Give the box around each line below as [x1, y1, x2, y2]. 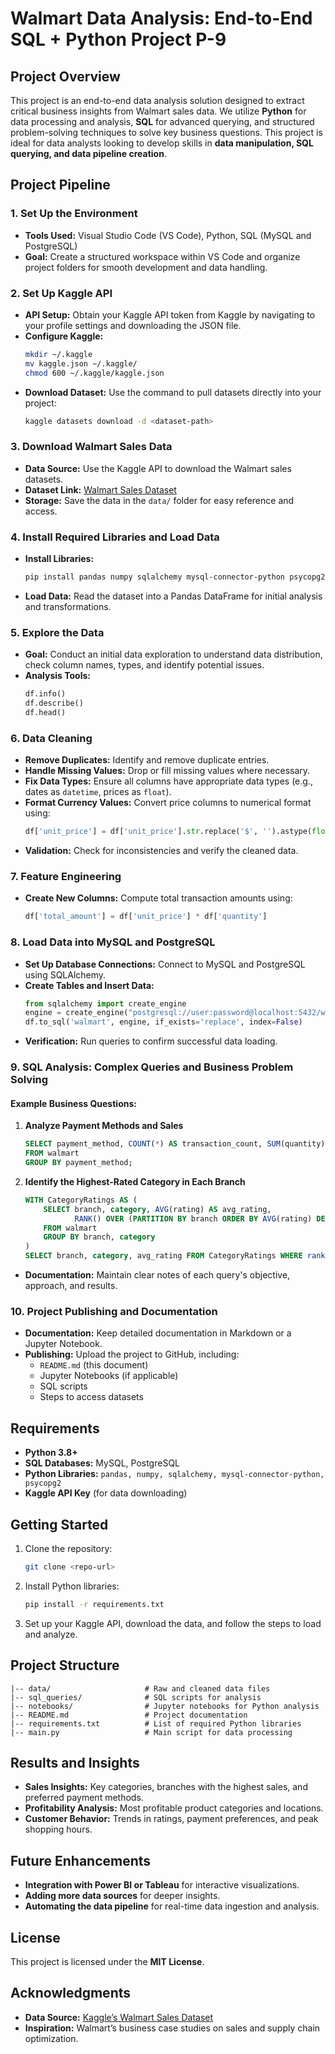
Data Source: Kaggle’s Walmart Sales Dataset [24, 2011, 214, 2023]
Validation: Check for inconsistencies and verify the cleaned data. [24, 845, 299, 857]
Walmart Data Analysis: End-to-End [10, 7, 313, 30]
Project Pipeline [10, 177, 111, 194]
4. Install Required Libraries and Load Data [10, 530, 220, 544]
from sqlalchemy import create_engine [24, 998, 187, 1009]
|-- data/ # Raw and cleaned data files [10, 1683, 271, 1694]
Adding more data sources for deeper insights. [24, 1890, 221, 1902]
